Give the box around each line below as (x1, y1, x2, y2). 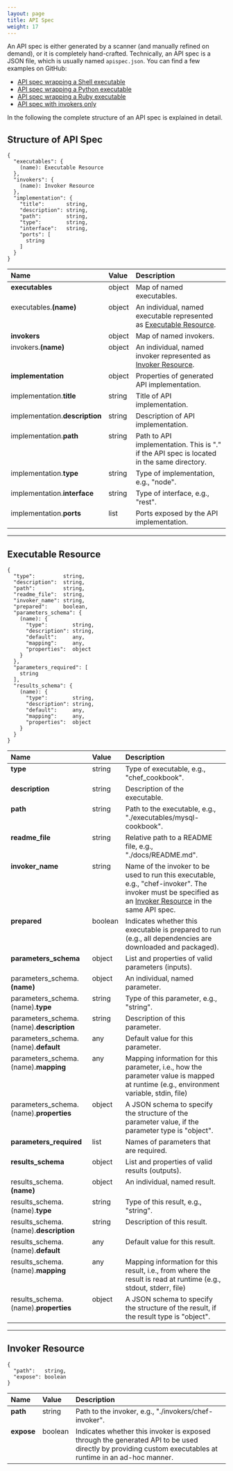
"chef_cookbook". (125, 773, 184, 782)
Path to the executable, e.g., (125, 804, 216, 814)
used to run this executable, (125, 870, 216, 880)
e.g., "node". (135, 477, 177, 487)
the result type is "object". (125, 1312, 210, 1321)
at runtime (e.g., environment (125, 1079, 220, 1089)
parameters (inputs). (125, 963, 192, 972)
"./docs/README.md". (125, 850, 198, 860)
